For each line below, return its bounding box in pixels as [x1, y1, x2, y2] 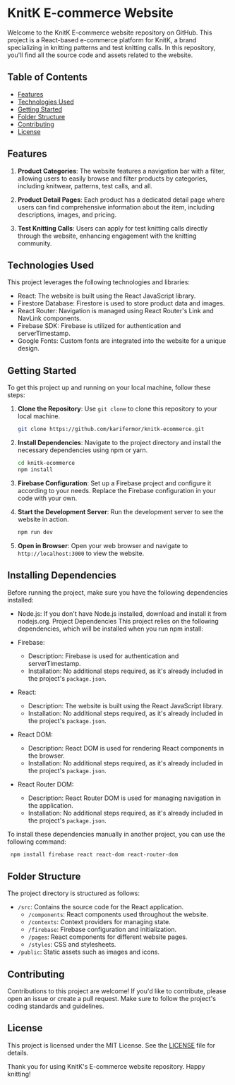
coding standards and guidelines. [7, 1002, 104, 1010]
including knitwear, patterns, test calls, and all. [17, 181, 153, 190]
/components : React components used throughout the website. [28, 910, 209, 919]
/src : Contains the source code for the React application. [17, 903, 184, 911]
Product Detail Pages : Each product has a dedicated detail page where [17, 195, 225, 204]
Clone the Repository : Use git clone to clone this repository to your [17, 404, 217, 413]
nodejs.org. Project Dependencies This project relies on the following [17, 617, 219, 625]
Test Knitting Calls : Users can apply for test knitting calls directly [17, 224, 208, 232]
